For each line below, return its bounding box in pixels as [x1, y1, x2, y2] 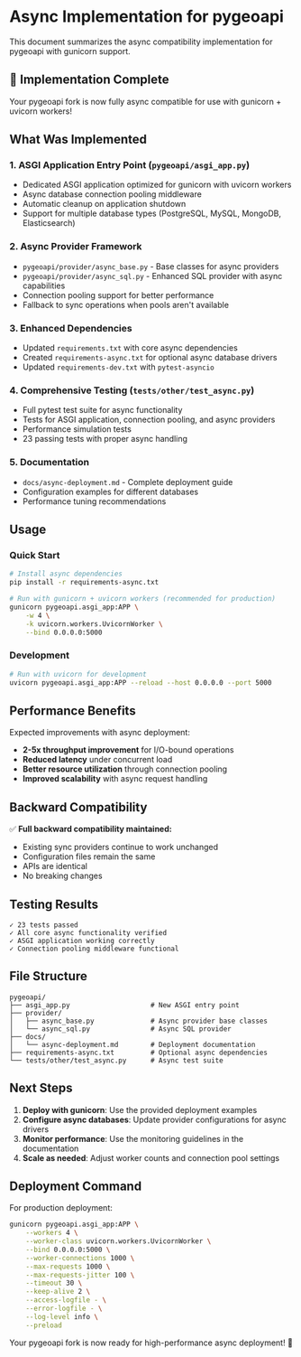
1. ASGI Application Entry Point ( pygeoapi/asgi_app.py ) [9, 159, 251, 172]
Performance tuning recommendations [22, 495, 167, 507]
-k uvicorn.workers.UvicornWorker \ [25, 619, 164, 629]
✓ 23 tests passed [9, 920, 78, 930]
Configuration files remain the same [22, 851, 156, 862]
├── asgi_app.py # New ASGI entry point [9, 1000, 241, 1009]
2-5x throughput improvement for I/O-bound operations [22, 744, 234, 755]
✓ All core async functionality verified [9, 928, 168, 937]
